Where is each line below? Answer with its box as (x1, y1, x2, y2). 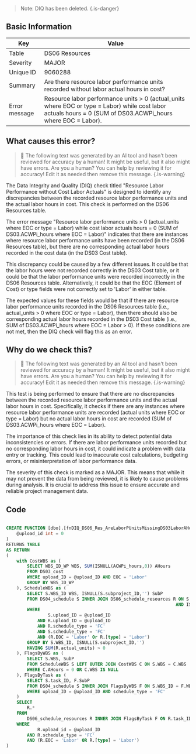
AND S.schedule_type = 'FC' (37, 629, 106, 635)
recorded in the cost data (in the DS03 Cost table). (6, 249, 127, 256)
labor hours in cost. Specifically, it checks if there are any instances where (6, 403, 185, 410)
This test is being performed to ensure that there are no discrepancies (6, 390, 175, 397)
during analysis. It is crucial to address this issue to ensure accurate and (6, 481, 180, 488)
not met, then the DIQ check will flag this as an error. (6, 328, 132, 335)
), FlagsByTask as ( (16, 672, 66, 678)
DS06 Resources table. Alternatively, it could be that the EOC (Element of (6, 279, 182, 286)
